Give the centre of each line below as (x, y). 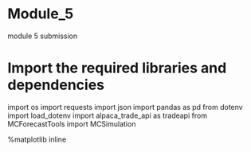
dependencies (56, 85)
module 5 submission (42, 36)
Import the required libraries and (117, 68)
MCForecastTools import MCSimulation (72, 123)
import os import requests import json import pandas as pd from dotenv (125, 107)
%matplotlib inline (37, 139)
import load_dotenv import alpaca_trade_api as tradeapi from (108, 115)
